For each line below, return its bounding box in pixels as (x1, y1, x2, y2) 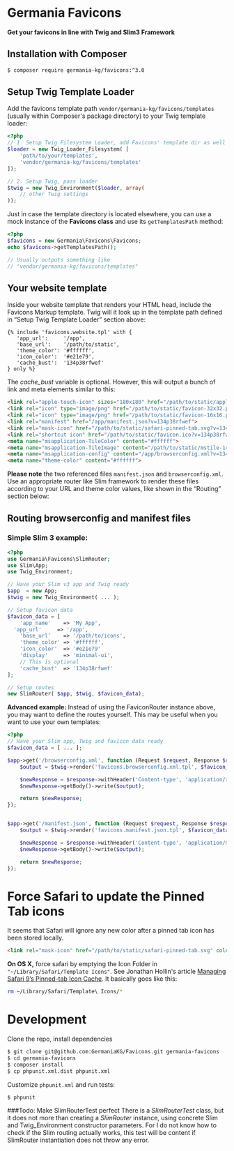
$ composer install (7, 1061, 64, 1068)
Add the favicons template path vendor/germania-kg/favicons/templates (7, 105, 214, 113)
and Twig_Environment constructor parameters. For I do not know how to (7, 1121, 217, 1129)
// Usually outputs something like (7, 256, 111, 263)
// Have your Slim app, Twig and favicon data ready (7, 738, 164, 745)
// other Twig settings (19, 190, 89, 198)
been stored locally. (7, 933, 64, 942)
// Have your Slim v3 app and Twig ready (7, 581, 130, 588)
